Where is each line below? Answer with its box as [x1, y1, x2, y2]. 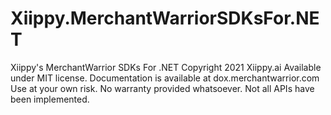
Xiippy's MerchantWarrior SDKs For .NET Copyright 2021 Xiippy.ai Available [10, 61, 322, 73]
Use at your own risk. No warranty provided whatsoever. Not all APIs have [10, 82, 315, 94]
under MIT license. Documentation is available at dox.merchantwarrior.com [10, 72, 320, 84]
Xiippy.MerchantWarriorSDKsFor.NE [10, 7, 320, 30]
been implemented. [10, 93, 90, 105]
